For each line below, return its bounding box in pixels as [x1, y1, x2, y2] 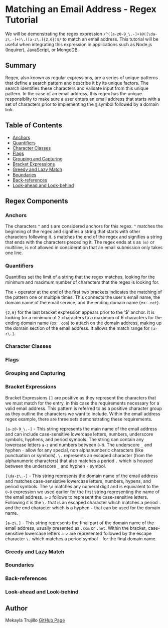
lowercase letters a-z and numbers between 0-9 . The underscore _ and [5, 442, 152, 448]
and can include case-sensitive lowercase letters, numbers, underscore [5, 431, 153, 437]
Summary [5, 61, 37, 70]
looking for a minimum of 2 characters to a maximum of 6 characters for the [5, 314, 162, 320]
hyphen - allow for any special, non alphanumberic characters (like [5, 447, 144, 453]
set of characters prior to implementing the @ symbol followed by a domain [5, 101, 159, 107]
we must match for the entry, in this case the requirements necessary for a [5, 400, 159, 406]
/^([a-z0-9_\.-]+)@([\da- [103, 32, 157, 37]
